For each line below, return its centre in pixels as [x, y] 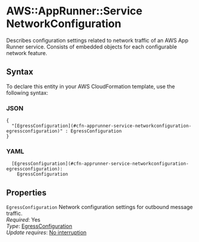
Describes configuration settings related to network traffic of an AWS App [97, 40]
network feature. [27, 53]
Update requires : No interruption [46, 232]
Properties [26, 193]
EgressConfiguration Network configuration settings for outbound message [99, 207]
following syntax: [27, 93]
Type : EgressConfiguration [39, 226]
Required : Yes [23, 220]
